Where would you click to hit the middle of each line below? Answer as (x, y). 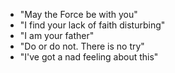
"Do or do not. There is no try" (82, 46)
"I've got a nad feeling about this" (89, 57)
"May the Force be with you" (78, 14)
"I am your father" (57, 35)
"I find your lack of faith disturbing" (92, 25)
